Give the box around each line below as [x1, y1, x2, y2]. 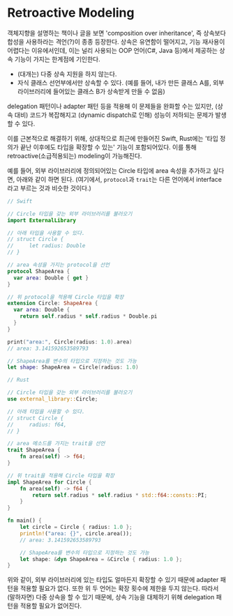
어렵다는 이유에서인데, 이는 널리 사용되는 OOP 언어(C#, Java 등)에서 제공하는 [7, 46, 218, 54]
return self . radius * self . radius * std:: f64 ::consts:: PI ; [32, 491, 208, 499]
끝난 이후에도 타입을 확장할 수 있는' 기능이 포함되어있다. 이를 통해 [20, 143, 197, 151]
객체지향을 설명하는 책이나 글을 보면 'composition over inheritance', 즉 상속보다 [7, 29, 227, 37]
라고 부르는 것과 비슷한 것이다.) [7, 183, 92, 192]
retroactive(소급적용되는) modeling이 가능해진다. [7, 151, 142, 160]
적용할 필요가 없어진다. [20, 601, 82, 610]
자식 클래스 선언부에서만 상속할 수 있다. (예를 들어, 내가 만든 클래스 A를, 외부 [17, 78, 225, 86]
